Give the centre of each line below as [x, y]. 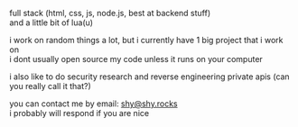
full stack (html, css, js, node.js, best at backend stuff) [110, 13]
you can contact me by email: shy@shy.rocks [93, 104]
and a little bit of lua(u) [51, 23]
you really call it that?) [51, 86]
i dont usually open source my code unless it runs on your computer [136, 59]
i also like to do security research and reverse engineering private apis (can [150, 77]
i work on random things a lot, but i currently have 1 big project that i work [146, 40]
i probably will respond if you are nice [79, 113]
